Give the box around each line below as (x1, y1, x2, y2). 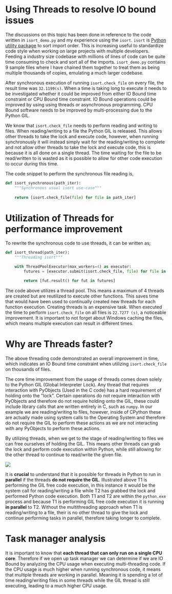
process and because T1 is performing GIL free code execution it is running (5, 498, 164, 505)
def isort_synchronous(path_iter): (5, 180, 81, 185)
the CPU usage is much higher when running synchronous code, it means (5, 566, 161, 572)
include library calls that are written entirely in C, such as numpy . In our (5, 403, 153, 410)
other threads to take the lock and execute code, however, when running (5, 133, 159, 139)
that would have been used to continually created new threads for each (5, 298, 156, 304)
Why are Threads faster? (5, 338, 114, 350)
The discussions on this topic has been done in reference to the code (5, 31, 152, 38)
